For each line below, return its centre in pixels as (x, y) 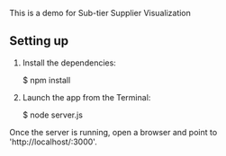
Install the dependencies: (69, 63)
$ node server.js (53, 115)
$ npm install (46, 80)
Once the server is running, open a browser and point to (113, 132)
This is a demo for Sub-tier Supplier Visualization (100, 13)
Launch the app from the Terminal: (86, 97)
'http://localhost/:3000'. (53, 142)
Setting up (39, 41)
